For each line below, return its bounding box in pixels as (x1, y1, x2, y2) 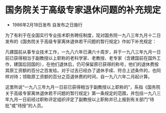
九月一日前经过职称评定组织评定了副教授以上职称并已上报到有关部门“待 (9, 96, 155, 102)
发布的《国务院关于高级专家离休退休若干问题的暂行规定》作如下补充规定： (5, 38, 157, 44)
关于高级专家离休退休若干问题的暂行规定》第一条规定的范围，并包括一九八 (5, 90, 157, 96)
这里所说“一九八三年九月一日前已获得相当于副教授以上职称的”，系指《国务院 (5, 84, 161, 90)
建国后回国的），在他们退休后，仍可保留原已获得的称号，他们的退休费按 (13, 61, 159, 67)
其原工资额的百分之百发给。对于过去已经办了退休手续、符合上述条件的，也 (5, 67, 157, 73)
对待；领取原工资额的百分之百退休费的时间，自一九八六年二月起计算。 (9, 74, 152, 79)
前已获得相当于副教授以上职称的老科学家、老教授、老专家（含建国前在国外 (5, 55, 157, 61)
